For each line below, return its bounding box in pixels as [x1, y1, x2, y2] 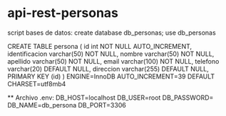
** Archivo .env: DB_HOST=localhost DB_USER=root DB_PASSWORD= [7, 93, 214, 102]
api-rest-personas [7, 5, 119, 21]
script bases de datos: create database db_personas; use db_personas [7, 28, 216, 37]
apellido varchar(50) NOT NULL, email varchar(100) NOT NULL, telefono [7, 57, 220, 65]
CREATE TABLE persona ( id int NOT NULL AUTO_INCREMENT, [7, 42, 192, 50]
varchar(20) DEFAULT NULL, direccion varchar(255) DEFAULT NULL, [7, 64, 209, 73]
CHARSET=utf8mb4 [7, 79, 66, 88]
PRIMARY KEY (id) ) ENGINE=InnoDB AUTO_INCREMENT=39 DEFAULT [7, 72, 215, 81]
